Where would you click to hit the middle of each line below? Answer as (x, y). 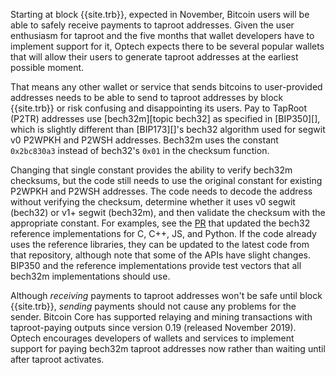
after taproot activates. (57, 359)
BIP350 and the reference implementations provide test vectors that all (156, 265)
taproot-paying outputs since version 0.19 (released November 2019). (153, 327)
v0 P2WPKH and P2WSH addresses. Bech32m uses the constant (144, 140)
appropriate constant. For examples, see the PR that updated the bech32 (160, 223)
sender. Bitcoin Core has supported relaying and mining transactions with (161, 317)
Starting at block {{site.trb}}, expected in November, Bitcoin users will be (160, 14)
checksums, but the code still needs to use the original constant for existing (166, 180)
